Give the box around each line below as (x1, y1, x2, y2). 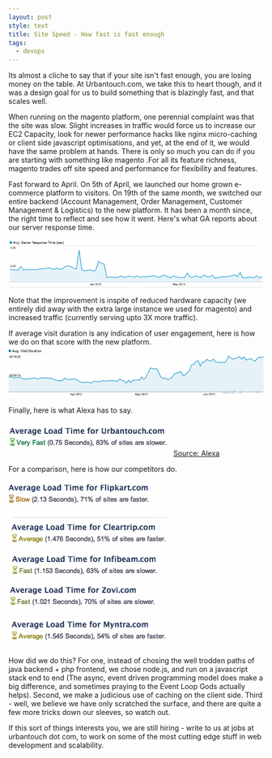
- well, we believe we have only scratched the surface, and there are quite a (8, 699, 261, 709)
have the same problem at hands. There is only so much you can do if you (8, 147, 256, 156)
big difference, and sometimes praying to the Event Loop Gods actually (8, 682, 245, 692)
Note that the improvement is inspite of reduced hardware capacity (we (8, 296, 247, 306)
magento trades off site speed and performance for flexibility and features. (8, 164, 258, 173)
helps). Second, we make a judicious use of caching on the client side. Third (8, 690, 263, 700)
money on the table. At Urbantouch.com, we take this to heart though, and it (8, 79, 262, 89)
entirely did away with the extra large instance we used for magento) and (8, 304, 253, 314)
